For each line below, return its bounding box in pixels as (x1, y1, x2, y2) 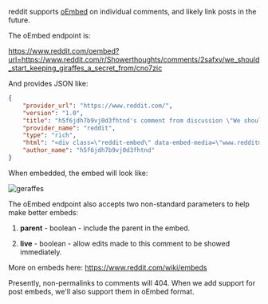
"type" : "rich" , (22, 131, 77, 139)
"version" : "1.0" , (22, 109, 84, 117)
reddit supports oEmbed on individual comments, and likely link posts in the (8, 7, 257, 16)
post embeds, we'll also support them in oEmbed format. (8, 286, 195, 296)
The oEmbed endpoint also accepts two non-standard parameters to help (8, 199, 250, 209)
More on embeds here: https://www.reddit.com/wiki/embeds (8, 262, 207, 272)
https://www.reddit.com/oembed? (8, 46, 120, 55)
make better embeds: (8, 207, 78, 217)
